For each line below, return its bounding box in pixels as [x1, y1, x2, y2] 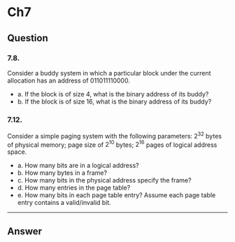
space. [7, 148, 27, 156]
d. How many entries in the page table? [17, 183, 131, 192]
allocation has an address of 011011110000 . [7, 76, 131, 85]
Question [7, 32, 48, 44]
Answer [7, 225, 43, 237]
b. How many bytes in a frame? [17, 169, 107, 177]
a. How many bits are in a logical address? [17, 162, 139, 170]
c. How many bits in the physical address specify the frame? [17, 176, 192, 185]
